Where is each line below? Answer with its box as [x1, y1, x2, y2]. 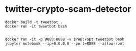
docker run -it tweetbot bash [5, 24, 68, 29]
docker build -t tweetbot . [5, 20, 63, 25]
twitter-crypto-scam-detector [5, 3, 132, 15]
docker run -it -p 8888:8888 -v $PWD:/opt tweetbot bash [5, 37, 125, 42]
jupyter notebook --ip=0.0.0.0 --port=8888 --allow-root [5, 41, 125, 46]
